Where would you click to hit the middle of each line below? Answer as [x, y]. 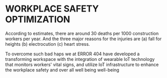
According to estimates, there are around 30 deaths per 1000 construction [82, 33]
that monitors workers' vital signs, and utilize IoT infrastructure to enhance [82, 64]
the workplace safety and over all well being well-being [62, 70]
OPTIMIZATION [38, 19]
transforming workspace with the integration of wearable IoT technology [80, 59]
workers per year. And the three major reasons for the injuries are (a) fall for [83, 39]
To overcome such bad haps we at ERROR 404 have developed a [72, 54]
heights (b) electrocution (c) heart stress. [48, 44]
